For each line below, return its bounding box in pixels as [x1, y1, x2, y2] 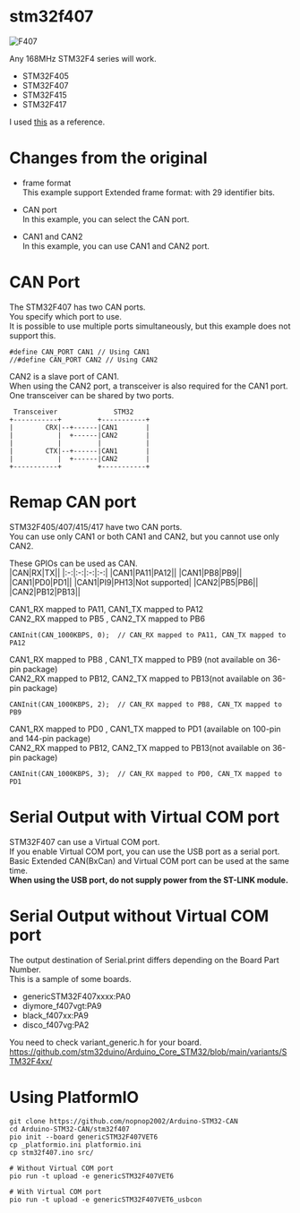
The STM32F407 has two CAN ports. [9, 302, 146, 312]
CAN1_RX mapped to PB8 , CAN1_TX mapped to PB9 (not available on [9, 653, 266, 664]
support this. [9, 329, 56, 341]
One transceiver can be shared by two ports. [9, 389, 175, 400]
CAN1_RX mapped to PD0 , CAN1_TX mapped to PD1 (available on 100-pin [9, 723, 281, 734]
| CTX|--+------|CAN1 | [9, 446, 150, 456]
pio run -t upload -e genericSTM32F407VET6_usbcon [9, 1195, 202, 1204]
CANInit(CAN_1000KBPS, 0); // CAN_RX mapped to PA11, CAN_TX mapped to [9, 630, 287, 639]
